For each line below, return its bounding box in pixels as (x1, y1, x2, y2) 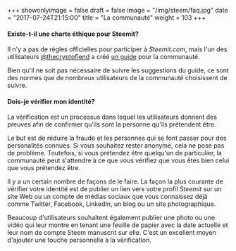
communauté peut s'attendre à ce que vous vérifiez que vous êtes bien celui (7, 156, 230, 165)
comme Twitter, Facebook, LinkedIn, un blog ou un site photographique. (7, 200, 216, 208)
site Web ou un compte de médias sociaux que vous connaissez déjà (7, 193, 208, 201)
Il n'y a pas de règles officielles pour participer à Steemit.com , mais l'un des (7, 45, 228, 53)
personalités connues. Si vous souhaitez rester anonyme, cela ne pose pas (7, 141, 225, 150)
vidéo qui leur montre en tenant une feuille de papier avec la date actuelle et (7, 221, 228, 229)
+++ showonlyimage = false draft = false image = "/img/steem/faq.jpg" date (7, 6, 228, 14)
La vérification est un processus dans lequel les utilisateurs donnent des (7, 112, 217, 122)
